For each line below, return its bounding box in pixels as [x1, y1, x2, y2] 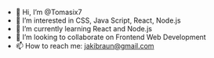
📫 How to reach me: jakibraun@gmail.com [15, 42, 154, 50]
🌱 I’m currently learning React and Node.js [15, 24, 153, 33]
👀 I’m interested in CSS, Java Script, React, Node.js [15, 16, 182, 25]
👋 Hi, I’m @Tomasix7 [15, 8, 82, 16]
